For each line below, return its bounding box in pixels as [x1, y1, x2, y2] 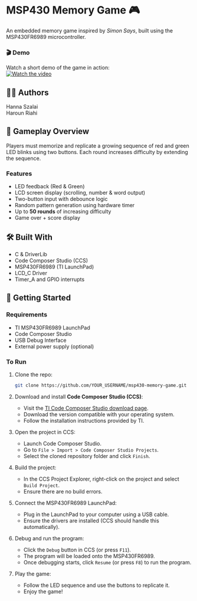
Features [6, 169, 32, 178]
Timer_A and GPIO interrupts [14, 276, 85, 283]
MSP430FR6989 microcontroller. [6, 33, 87, 40]
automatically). [23, 523, 60, 530]
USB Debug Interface [14, 337, 67, 344]
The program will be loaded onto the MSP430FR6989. [23, 552, 155, 560]
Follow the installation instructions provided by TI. [23, 417, 145, 424]
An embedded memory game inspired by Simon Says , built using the [6, 27, 173, 34]
